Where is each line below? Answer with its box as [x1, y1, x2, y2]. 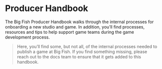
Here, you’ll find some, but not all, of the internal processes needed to [17, 43, 157, 49]
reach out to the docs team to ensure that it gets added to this [17, 54, 141, 59]
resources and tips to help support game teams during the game [5, 29, 134, 35]
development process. [5, 34, 50, 40]
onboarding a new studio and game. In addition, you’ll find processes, [5, 24, 145, 29]
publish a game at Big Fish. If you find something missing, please [17, 49, 147, 55]
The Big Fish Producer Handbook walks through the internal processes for [5, 19, 154, 25]
